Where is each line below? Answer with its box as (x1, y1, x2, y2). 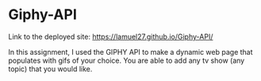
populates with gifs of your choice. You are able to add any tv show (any (8, 56, 245, 65)
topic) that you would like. (8, 64, 93, 73)
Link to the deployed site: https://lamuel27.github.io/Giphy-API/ (8, 32, 213, 41)
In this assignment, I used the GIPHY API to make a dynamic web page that (8, 47, 253, 56)
